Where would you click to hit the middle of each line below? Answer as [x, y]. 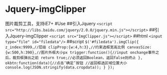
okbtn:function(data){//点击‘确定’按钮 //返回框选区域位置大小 [66, 63]
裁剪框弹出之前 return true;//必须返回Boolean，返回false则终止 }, [78, 58]
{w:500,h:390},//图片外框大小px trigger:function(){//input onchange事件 [80, 52]
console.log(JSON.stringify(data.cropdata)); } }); [60, 67]
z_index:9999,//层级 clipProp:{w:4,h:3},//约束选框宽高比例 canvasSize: [79, 47]
